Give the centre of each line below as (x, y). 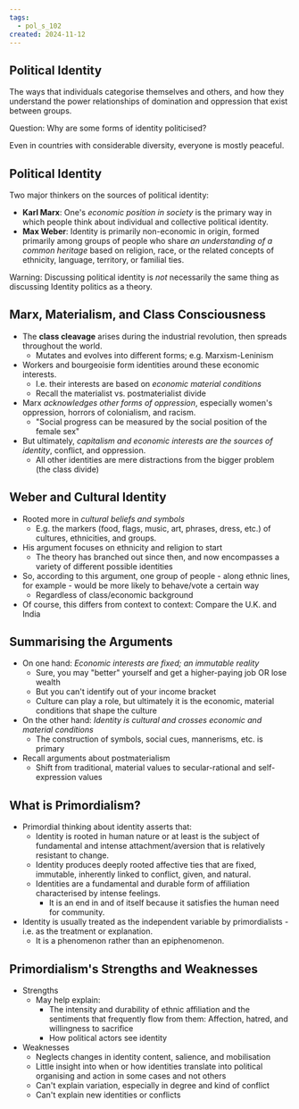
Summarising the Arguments (91, 642)
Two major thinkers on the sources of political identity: (109, 195)
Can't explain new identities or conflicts (108, 1095)
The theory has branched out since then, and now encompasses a (157, 557)
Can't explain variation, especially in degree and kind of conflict (153, 1086)
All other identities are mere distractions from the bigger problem (155, 459)
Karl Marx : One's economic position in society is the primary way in (147, 212)
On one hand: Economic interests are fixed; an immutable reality (141, 663)
